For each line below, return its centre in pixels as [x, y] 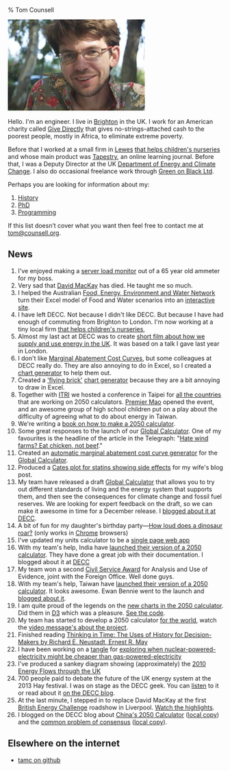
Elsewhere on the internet [64, 743]
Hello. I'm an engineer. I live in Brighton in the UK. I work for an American [111, 122]
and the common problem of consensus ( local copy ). [92, 722]
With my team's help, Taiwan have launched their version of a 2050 [113, 583]
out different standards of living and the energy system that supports [115, 489]
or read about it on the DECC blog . [66, 693]
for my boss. [35, 278]
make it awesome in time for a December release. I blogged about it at [117, 511]
